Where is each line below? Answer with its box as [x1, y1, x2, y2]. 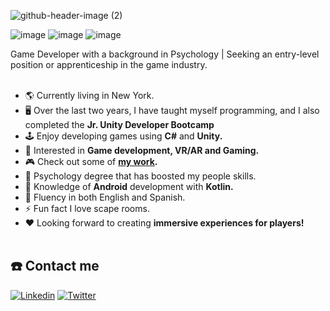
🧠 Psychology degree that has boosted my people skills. [24, 170, 257, 182]
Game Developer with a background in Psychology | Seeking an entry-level [10, 48, 320, 60]
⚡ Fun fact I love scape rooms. [24, 203, 150, 214]
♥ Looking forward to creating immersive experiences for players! [24, 217, 305, 229]
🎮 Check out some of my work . [24, 156, 158, 167]
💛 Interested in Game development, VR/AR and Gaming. [24, 145, 260, 156]
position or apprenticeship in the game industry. [10, 59, 208, 70]
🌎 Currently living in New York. [24, 90, 155, 101]
